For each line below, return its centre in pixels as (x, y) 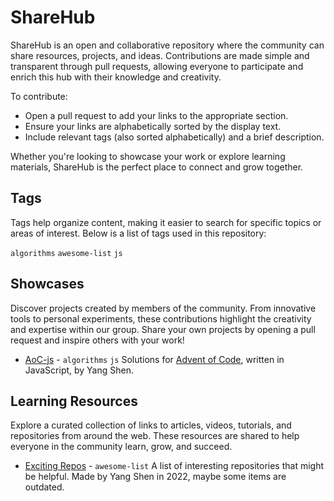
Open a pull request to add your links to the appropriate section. (156, 115)
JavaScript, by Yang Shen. (79, 370)
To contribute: (39, 96)
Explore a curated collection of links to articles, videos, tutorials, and (151, 425)
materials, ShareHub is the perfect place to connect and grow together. (157, 167)
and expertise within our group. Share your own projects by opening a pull (163, 329)
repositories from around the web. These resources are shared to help (155, 436)
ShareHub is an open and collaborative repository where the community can (167, 45)
